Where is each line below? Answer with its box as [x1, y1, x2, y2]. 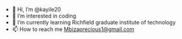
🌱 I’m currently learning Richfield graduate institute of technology [12, 19, 176, 26]
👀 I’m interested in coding [12, 12, 77, 19]
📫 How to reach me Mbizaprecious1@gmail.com [12, 26, 135, 33]
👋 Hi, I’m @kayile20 [12, 6, 61, 13]
